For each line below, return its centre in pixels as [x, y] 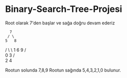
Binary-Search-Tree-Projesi [64, 9]
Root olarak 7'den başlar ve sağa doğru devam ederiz [60, 23]
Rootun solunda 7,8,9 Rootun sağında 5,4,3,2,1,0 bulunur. [63, 70]
